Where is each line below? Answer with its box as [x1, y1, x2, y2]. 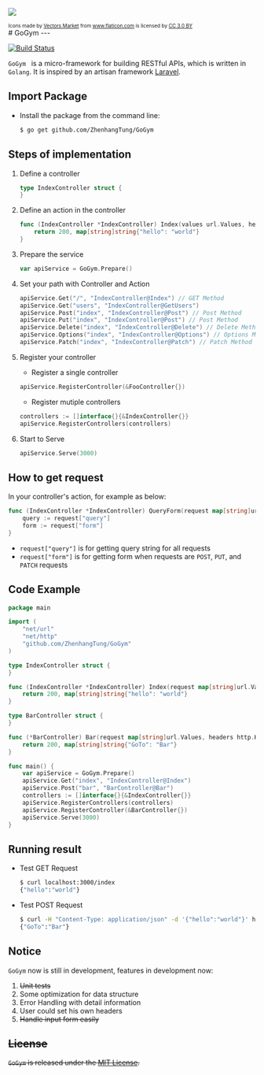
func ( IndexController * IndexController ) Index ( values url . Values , [19, 221, 246, 228]
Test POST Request [19, 900, 83, 910]
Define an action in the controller [19, 206, 126, 215]
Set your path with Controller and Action [19, 279, 150, 288]
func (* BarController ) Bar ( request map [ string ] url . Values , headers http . [8, 733, 255, 741]
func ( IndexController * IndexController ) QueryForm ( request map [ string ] [8, 507, 251, 515]
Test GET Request [19, 863, 79, 873]
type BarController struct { [8, 712, 104, 720]
